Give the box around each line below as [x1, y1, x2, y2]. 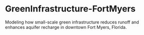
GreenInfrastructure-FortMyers [5, 3, 136, 14]
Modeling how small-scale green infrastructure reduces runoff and [5, 19, 139, 25]
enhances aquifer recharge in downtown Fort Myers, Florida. [5, 24, 127, 30]
